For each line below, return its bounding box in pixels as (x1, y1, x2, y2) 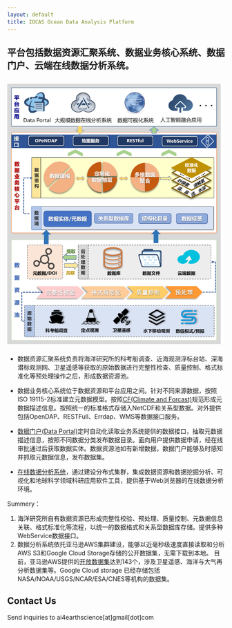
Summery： (7, 499, 41, 508)
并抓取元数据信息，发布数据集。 (17, 453, 108, 461)
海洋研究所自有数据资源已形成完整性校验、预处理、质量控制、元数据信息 (17, 514, 223, 522)
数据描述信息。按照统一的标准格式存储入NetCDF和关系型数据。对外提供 (17, 403, 222, 412)
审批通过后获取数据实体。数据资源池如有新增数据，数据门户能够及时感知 (17, 444, 223, 453)
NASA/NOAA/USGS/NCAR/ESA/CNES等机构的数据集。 (17, 574, 174, 583)
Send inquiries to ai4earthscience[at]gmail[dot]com (7, 613, 154, 622)
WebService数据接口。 (17, 531, 83, 540)
